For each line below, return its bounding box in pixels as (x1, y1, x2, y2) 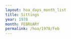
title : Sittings (5, 12, 39, 17)
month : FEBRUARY (5, 21, 39, 27)
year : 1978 (5, 17, 28, 22)
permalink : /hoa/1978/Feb (5, 26, 59, 31)
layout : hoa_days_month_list (5, 7, 66, 13)
